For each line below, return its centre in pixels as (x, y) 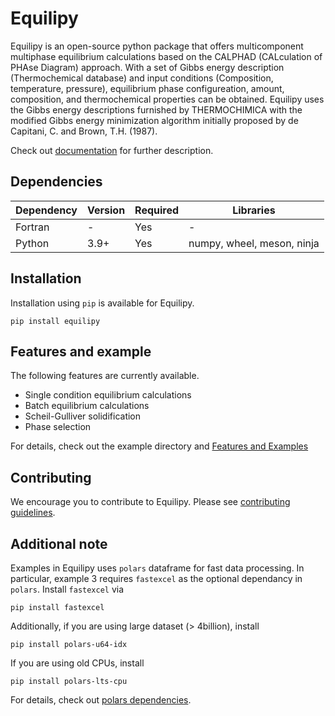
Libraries (254, 210)
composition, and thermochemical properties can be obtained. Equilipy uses (167, 99)
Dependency (46, 210)
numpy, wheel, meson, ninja (254, 243)
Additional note (59, 543)
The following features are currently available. (105, 376)
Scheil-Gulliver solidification (83, 416)
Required (157, 210)
